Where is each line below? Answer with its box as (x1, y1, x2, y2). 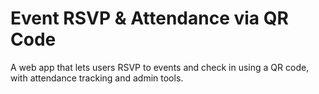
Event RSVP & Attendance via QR (10, 7, 289, 30)
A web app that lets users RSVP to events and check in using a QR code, (10, 61, 310, 73)
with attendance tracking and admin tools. (10, 72, 184, 84)
